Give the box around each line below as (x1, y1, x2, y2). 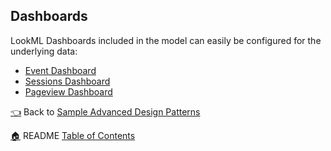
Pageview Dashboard (24, 85, 113, 98)
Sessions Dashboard (24, 75, 111, 87)
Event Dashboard (24, 64, 97, 76)
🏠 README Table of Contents (10, 129, 136, 141)
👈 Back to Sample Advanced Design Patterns (10, 105, 201, 118)
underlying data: (10, 45, 78, 57)
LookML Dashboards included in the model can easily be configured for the (10, 34, 322, 46)
